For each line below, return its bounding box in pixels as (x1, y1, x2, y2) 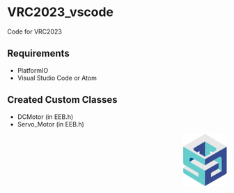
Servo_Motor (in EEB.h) (17, 120, 85, 128)
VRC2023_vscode (7, 4, 114, 20)
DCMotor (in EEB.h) (17, 113, 74, 121)
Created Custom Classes (7, 94, 118, 106)
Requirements (7, 48, 70, 59)
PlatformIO (17, 66, 49, 74)
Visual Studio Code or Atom (17, 73, 97, 82)
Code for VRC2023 (7, 27, 63, 36)
